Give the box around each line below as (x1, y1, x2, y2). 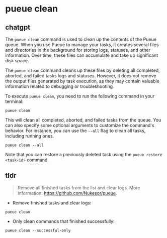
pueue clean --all (5, 143, 44, 148)
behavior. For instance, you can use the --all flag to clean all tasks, (5, 128, 146, 134)
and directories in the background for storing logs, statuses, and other (5, 47, 151, 53)
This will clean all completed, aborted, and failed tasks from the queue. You (5, 117, 161, 123)
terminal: (5, 98, 24, 104)
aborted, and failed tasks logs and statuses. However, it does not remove (5, 73, 156, 78)
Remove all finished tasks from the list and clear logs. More (17, 184, 140, 191)
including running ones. (5, 133, 54, 139)
